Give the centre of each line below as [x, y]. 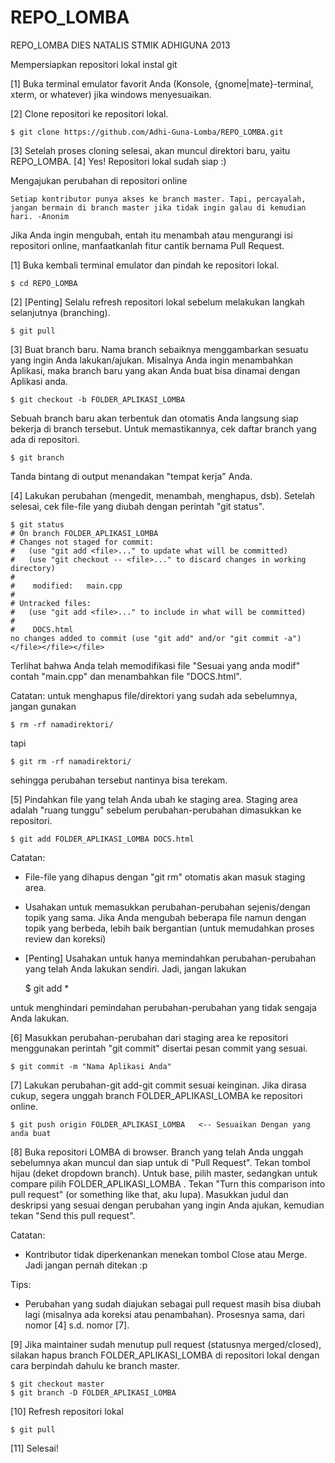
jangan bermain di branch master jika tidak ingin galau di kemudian [158, 207]
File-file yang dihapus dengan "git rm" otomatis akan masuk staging [165, 877]
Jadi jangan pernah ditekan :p [86, 1265]
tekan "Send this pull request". [73, 1215]
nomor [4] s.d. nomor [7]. [77, 1325]
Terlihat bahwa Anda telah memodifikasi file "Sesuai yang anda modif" [155, 665]
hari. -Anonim [40, 216]
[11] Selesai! [34, 1448]
